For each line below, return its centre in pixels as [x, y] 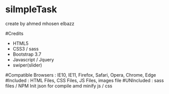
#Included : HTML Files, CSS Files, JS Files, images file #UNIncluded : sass [84, 80]
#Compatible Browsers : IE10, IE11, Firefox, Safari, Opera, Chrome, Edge [81, 75]
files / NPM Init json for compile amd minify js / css [59, 86]
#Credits [15, 33]
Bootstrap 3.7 [27, 54]
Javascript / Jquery [33, 59]
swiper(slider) [27, 65]
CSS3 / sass [26, 49]
